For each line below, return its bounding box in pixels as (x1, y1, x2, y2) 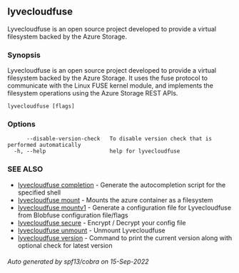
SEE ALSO (7, 164, 44, 174)
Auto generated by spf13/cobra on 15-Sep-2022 (7, 257, 149, 266)
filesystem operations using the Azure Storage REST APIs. (7, 89, 178, 98)
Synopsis (7, 50, 41, 60)
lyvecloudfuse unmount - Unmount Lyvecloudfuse (17, 226, 166, 235)
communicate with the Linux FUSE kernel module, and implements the (7, 81, 214, 90)
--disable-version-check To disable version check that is (26, 135, 213, 143)
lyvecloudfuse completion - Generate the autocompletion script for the (17, 180, 226, 189)
